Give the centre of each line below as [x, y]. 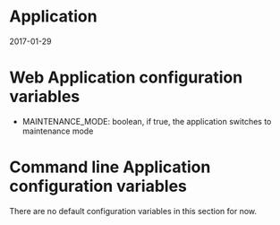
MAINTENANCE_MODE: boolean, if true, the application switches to [147, 121]
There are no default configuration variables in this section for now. [133, 211]
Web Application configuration [126, 78]
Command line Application [110, 167]
